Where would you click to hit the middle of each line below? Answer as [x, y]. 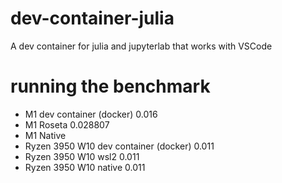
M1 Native [45, 135]
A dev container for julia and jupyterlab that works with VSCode [141, 46]
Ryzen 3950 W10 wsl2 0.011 [82, 156]
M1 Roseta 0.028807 [67, 124]
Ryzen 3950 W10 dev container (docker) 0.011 [119, 146]
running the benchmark [110, 86]
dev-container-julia [92, 18]
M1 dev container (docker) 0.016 [91, 114]
